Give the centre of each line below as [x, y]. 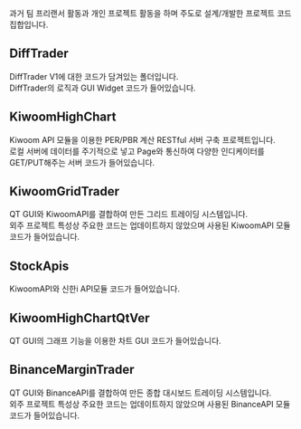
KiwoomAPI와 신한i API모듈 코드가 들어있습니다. [95, 289]
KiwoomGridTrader [65, 191]
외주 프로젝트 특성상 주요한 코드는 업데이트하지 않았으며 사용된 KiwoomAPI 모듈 [150, 225]
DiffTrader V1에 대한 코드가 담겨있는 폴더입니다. [94, 76]
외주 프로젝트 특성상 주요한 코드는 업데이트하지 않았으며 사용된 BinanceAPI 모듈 [150, 404]
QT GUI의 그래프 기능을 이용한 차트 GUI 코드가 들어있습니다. [115, 341]
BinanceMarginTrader [72, 370]
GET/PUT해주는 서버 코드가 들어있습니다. [82, 162]
